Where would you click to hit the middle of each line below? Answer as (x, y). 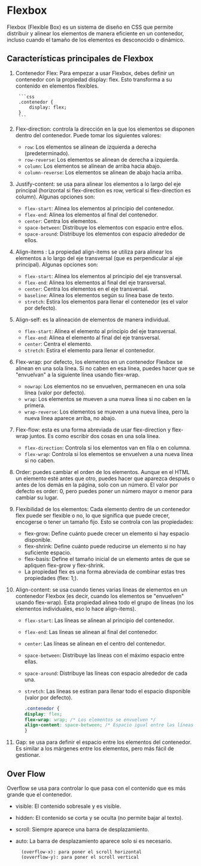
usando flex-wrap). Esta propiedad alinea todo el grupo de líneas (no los (104, 602)
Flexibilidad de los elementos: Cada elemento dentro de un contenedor (103, 509)
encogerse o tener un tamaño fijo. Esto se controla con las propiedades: (104, 521)
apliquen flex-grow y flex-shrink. (65, 565)
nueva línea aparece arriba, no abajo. (70, 418)
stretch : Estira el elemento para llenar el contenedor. (89, 350)
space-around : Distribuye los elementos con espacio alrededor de (105, 234)
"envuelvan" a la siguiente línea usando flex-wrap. (77, 375)
